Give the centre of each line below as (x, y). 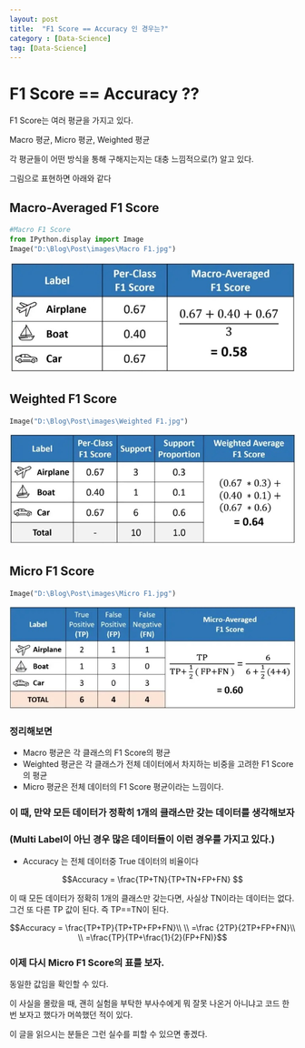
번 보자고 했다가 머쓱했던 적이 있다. (71, 1014)
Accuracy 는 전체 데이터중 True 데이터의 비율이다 (111, 861)
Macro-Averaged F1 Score (84, 208)
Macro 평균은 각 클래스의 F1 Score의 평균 (96, 753)
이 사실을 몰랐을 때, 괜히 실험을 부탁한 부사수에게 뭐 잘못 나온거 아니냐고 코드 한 (150, 1003)
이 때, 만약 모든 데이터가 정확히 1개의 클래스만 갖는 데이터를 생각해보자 (152, 812)
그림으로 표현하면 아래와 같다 (60, 178)
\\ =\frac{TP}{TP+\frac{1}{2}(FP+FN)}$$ (152, 937)
